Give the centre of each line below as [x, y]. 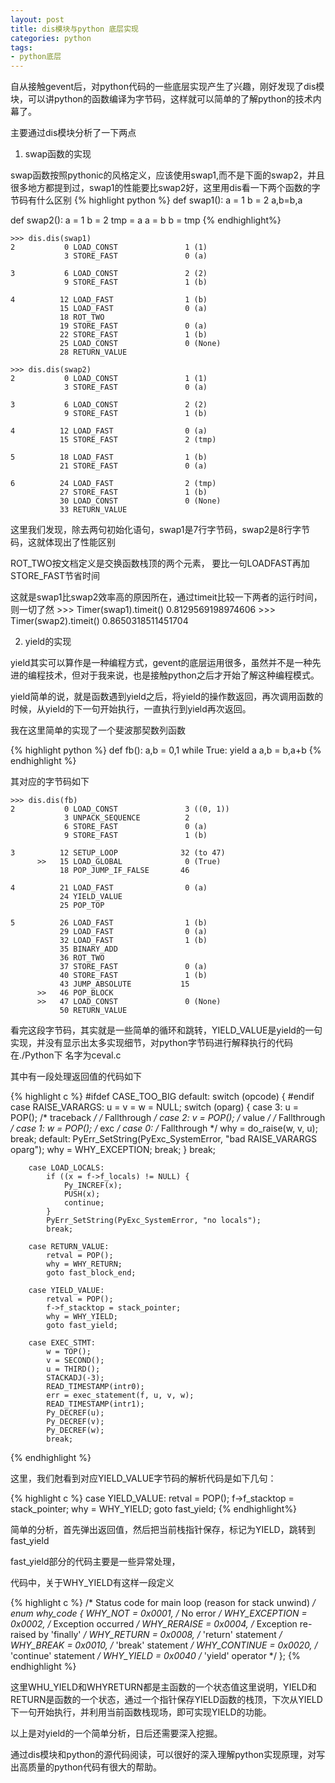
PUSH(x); [82, 1194]
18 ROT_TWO [82, 317]
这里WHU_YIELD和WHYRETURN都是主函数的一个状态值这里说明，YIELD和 [163, 1687]
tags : [21, 47]
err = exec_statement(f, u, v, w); [120, 1396]
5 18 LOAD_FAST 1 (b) [109, 457]
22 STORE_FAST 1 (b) [133, 335]
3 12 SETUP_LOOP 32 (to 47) [118, 853]
